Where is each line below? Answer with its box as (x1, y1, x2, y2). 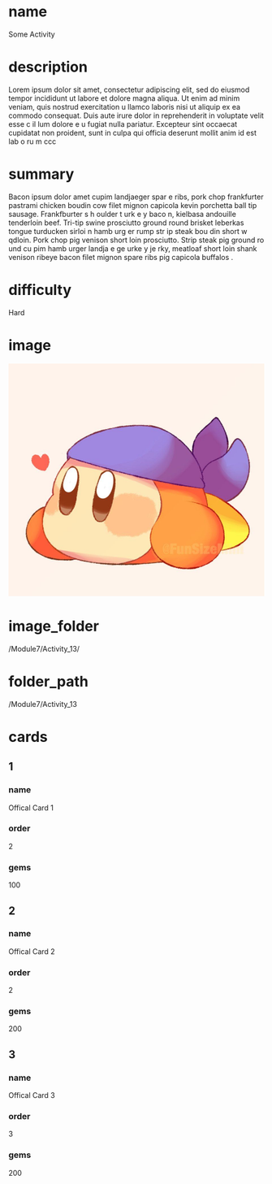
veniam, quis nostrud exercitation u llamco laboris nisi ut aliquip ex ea (8, 102, 241, 111)
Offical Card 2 (8, 946, 55, 956)
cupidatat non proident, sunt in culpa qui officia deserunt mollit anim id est (8, 128, 257, 137)
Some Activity (8, 29, 55, 39)
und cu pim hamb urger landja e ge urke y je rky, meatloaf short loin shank (8, 243, 257, 254)
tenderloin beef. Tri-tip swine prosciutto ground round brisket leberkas (8, 218, 244, 228)
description (8, 58, 88, 76)
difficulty (8, 281, 71, 299)
